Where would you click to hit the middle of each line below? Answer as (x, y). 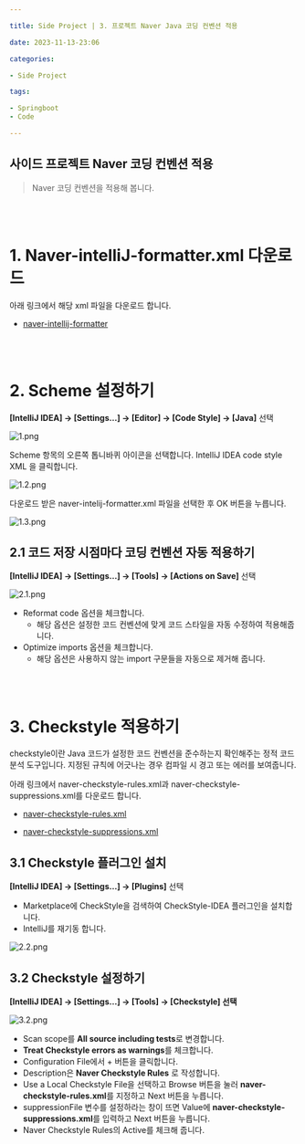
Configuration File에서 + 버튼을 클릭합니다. (100, 1061)
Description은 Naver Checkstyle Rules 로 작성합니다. (121, 1073)
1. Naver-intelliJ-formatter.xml (127, 255)
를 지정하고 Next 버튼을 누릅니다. (165, 1096)
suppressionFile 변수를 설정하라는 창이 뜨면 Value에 (116, 1107)
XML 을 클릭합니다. (44, 466)
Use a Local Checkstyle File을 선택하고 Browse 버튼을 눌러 (131, 1084)
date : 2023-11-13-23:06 (55, 42)
